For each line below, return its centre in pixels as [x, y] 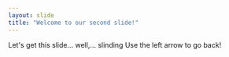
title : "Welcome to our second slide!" [74, 23]
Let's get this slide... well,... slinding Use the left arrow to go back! [115, 45]
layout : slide [31, 15]
